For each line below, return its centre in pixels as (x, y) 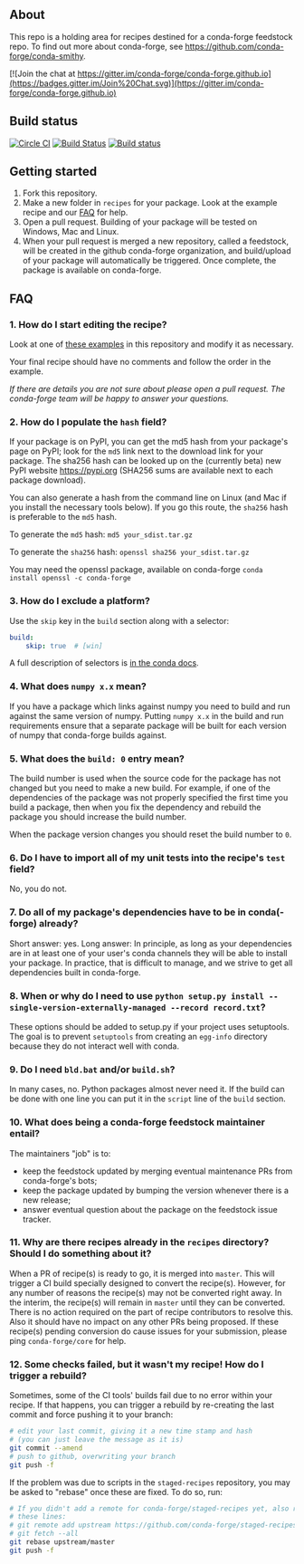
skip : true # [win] (64, 646)
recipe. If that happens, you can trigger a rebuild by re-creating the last (142, 1405)
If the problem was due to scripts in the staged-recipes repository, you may (150, 1482)
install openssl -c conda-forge (70, 579)
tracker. (37, 1219)
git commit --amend (46, 1448)
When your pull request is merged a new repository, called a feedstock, (156, 241)
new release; (46, 1200)
